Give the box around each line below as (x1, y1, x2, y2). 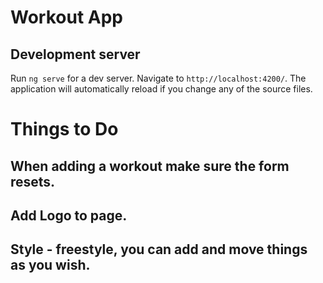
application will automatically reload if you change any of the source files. (10, 83, 313, 95)
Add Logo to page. (10, 207, 128, 224)
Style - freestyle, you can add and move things (10, 241, 308, 258)
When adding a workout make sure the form (10, 157, 290, 175)
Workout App (10, 6, 123, 29)
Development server (10, 46, 141, 63)
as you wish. (10, 257, 91, 274)
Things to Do (10, 118, 119, 141)
